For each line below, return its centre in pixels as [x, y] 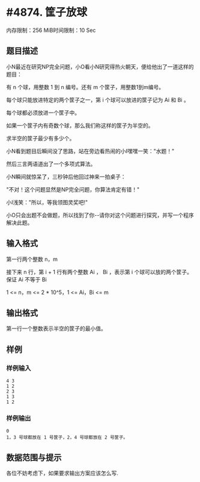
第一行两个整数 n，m [32, 259]
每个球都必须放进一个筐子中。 [43, 113]
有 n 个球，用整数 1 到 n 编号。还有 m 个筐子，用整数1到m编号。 [85, 87]
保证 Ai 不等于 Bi [26, 279]
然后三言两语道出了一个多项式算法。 [51, 164]
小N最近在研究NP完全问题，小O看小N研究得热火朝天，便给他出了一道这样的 [100, 66]
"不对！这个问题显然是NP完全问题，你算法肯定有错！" [73, 189]
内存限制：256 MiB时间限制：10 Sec [51, 30]
